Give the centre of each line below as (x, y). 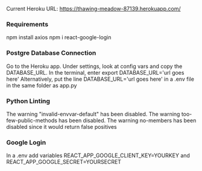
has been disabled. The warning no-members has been (127, 120)
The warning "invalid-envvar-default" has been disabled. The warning (93, 114)
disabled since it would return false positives (62, 126)
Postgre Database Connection (51, 53)
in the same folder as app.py (42, 85)
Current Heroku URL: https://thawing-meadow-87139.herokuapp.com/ (93, 9)
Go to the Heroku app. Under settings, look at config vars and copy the (94, 66)
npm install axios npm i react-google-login (59, 37)
